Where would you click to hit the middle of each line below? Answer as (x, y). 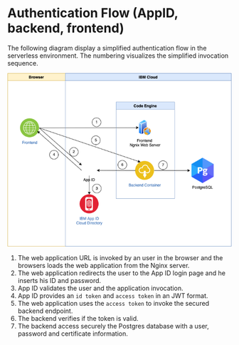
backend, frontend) (66, 28)
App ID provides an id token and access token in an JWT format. (113, 296)
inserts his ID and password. (59, 281)
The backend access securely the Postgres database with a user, (113, 326)
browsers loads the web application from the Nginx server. (103, 266)
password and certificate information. (73, 334)
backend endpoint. (45, 311)
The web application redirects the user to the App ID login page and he (122, 273)
